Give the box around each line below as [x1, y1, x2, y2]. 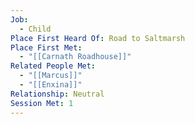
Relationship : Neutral [10, 89, 105, 99]
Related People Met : [10, 61, 97, 71]
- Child [19, 24, 52, 34]
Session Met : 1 [10, 98, 74, 108]
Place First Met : [10, 42, 83, 53]
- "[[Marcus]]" [19, 71, 83, 81]
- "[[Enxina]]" [19, 80, 83, 90]
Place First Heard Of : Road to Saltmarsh [10, 33, 186, 43]
